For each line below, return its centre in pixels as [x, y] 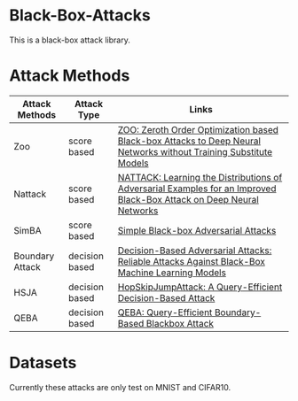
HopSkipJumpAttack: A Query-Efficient [200, 287]
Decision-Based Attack [166, 297]
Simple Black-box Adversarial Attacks [197, 230]
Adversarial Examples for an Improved [197, 189]
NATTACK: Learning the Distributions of [200, 177]
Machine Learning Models [172, 273]
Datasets [43, 363]
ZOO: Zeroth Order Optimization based [198, 129]
